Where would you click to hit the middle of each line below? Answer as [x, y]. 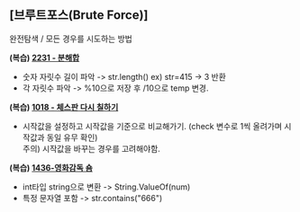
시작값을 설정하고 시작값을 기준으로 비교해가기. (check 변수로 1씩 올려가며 [152, 126]
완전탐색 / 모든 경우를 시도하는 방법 [71, 39]
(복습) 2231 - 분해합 [45, 57]
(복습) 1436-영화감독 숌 [51, 167]
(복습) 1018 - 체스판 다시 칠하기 [64, 107]
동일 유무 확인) [72, 137]
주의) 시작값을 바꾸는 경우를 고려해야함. [91, 148]
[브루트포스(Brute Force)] [79, 15]
